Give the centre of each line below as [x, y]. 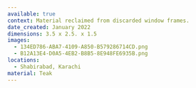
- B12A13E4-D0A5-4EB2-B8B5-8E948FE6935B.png [81, 54]
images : [19, 40]
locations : [24, 60]
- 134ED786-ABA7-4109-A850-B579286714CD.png [81, 47]
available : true [31, 14]
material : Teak [30, 73]
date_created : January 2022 [49, 27]
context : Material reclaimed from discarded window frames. [99, 21]
